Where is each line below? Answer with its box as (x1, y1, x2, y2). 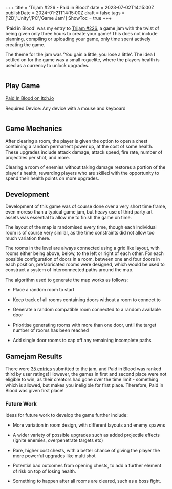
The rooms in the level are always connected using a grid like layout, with (5, 245, 160, 251)
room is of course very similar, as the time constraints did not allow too (5, 230, 155, 236)
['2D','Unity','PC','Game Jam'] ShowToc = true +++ (5, 15, 112, 21)
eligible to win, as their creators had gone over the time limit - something (5, 376, 159, 383)
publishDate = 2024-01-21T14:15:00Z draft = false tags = (5, 10, 125, 16)
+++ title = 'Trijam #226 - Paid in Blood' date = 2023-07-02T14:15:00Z (5, 5, 155, 10)
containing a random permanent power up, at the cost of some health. (5, 143, 154, 150)
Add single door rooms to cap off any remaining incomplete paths (12, 337, 152, 344)
